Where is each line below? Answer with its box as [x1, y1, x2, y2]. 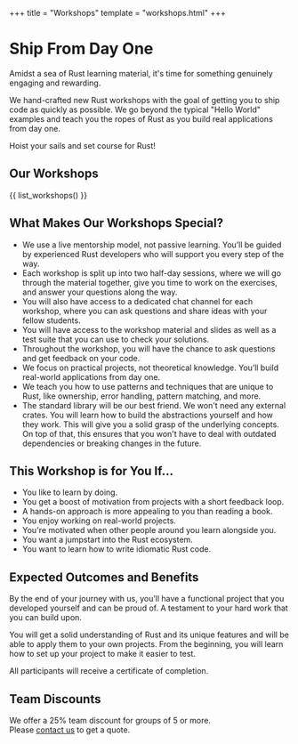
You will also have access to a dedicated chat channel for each [21, 295, 254, 306]
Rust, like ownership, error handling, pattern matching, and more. [21, 391, 262, 401]
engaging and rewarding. [9, 77, 101, 88]
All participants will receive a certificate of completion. [9, 666, 209, 676]
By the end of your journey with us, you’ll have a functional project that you [9, 594, 285, 604]
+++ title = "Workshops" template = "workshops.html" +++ [9, 8, 227, 18]
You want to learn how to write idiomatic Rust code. [21, 544, 212, 554]
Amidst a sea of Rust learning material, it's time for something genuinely [9, 68, 273, 78]
